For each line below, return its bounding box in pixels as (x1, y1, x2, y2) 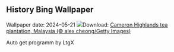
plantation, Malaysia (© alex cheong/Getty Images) (6, 27, 131, 34)
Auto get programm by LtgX (6, 38, 74, 46)
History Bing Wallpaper (6, 5, 94, 15)
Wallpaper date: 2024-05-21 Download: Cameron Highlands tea (6, 21, 168, 28)
